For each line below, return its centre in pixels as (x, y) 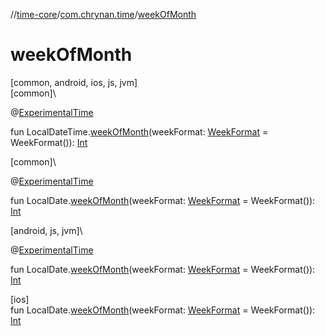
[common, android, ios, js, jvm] (74, 82)
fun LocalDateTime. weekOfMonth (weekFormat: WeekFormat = (139, 131)
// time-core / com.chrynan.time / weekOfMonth (103, 14)
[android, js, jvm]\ (46, 230)
